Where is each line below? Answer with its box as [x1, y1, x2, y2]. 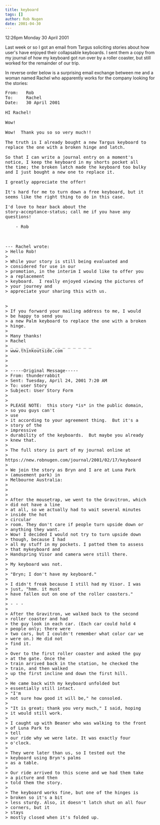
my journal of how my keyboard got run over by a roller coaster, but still [5, 55, 151, 61]
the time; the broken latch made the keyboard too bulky [5, 164, 147, 170]
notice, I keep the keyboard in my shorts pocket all [5, 159, 139, 165]
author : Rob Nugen [5, 16, 43, 21]
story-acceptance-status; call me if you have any [5, 209, 131, 215]
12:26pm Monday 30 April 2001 [5, 35, 69, 41]
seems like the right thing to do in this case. [5, 194, 125, 200]
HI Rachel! [5, 110, 32, 116]
